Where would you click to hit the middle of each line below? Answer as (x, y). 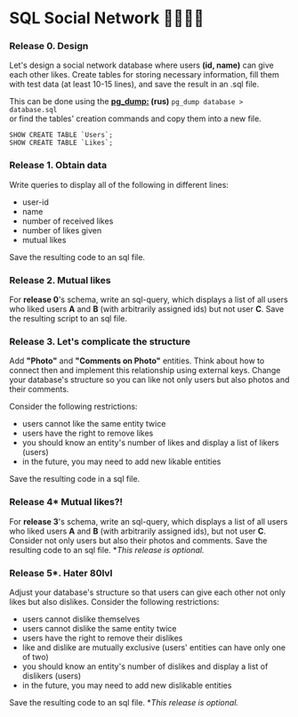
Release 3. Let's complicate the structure (100, 342)
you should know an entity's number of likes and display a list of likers (150, 443)
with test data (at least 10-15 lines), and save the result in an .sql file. (134, 85)
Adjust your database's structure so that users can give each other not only (148, 592)
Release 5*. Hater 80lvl (61, 573)
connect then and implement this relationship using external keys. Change (145, 371)
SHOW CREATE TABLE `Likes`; (61, 143)
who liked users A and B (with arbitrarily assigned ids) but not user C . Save (147, 309)
